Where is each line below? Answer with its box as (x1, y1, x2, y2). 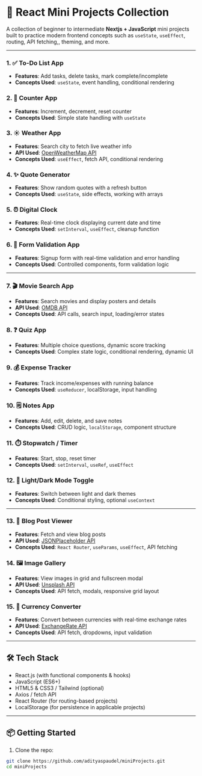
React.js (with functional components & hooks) (14, 672, 131, 679)
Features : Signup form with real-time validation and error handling (14, 254, 180, 261)
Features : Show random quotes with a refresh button (14, 184, 147, 191)
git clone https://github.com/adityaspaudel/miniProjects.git (6, 758, 165, 765)
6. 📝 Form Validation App (6, 241, 80, 249)
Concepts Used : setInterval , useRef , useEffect (14, 461, 134, 469)
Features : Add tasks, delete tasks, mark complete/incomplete (14, 72, 168, 80)
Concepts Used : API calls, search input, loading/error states (14, 310, 165, 318)
